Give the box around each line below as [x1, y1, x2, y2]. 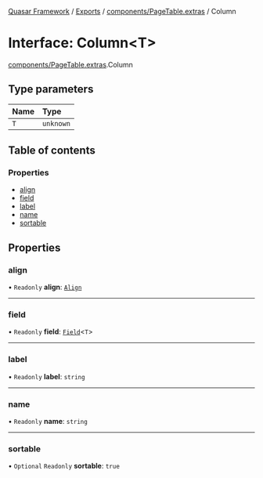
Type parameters [8, 82, 94, 96]
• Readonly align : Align [8, 282, 82, 292]
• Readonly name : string [8, 417, 88, 426]
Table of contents [8, 144, 95, 158]
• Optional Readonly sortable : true [8, 462, 120, 471]
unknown [41, 119, 70, 128]
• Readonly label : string [8, 371, 85, 381]
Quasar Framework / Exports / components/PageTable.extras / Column [8, 7, 236, 16]
